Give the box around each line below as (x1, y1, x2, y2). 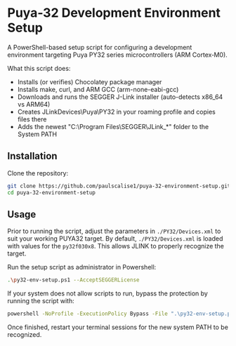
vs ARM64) (17, 100, 51, 108)
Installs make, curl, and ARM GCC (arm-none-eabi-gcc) (17, 85, 179, 93)
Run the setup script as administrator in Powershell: (7, 263, 157, 272)
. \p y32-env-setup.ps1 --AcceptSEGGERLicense (7, 277, 140, 284)
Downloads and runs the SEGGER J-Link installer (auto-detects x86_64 (17, 93, 223, 101)
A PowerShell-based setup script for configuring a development (7, 43, 192, 51)
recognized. (7, 331, 42, 339)
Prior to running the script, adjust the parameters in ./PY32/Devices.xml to (7, 227, 221, 236)
